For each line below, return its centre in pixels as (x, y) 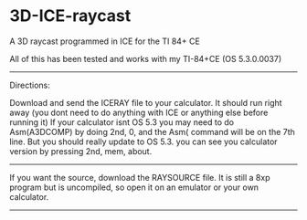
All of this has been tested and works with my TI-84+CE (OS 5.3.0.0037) (146, 58)
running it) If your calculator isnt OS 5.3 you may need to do (122, 122)
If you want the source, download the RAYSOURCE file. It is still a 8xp (140, 177)
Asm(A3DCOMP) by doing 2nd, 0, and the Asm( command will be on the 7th (152, 131)
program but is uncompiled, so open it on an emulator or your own (134, 187)
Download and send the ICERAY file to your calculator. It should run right (146, 102)
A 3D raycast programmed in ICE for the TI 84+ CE (105, 41)
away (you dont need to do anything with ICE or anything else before (139, 112)
